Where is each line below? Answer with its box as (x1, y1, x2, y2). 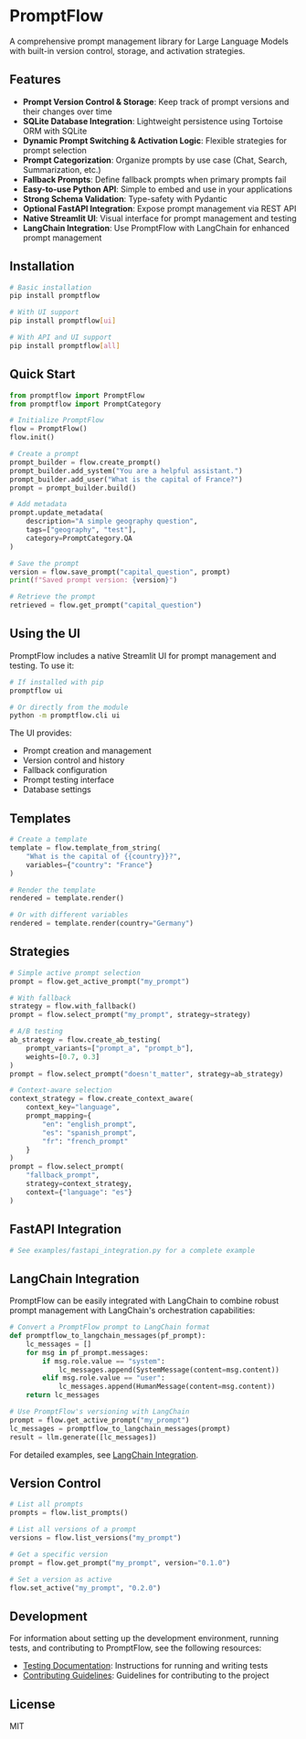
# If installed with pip (9, 677, 104, 686)
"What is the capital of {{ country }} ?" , (26, 852, 182, 861)
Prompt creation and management (22, 746, 153, 757)
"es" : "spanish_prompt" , (42, 1128, 137, 1138)
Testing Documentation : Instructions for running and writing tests (22, 1660, 269, 1671)
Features (9, 72, 61, 88)
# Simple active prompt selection (9, 968, 142, 978)
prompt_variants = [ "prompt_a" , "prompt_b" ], (26, 1044, 195, 1053)
